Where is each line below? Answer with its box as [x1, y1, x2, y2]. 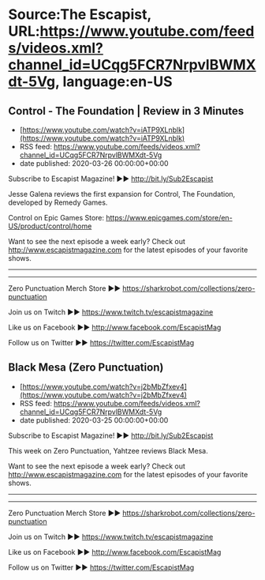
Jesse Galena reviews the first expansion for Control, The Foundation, [8, 190, 236, 198]
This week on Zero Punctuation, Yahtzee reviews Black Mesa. [8, 446, 208, 455]
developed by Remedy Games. [8, 198, 108, 207]
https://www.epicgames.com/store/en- [106, 213, 233, 222]
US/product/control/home [8, 221, 92, 231]
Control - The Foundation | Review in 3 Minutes [8, 104, 244, 118]
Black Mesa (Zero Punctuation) [8, 361, 164, 375]
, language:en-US [54, 73, 173, 91]
